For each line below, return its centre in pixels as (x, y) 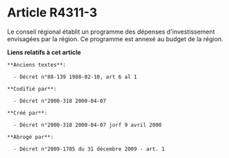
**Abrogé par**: (30, 137)
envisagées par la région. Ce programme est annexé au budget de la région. (115, 38)
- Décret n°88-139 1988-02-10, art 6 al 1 (75, 77)
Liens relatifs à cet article (44, 52)
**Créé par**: (28, 113)
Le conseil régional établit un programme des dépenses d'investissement (111, 32)
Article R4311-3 (52, 13)
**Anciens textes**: (37, 65)
